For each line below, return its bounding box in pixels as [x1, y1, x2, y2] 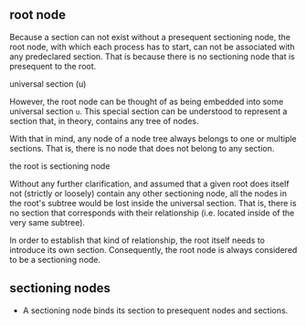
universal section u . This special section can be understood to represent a [9, 105, 288, 117]
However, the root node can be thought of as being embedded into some [9, 96, 284, 107]
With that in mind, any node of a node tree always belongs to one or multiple [9, 132, 297, 144]
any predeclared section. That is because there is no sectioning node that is [9, 50, 295, 62]
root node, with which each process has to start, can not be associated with [9, 41, 295, 52]
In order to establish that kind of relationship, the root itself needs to [9, 235, 265, 246]
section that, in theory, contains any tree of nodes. [9, 115, 199, 126]
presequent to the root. [9, 60, 97, 71]
